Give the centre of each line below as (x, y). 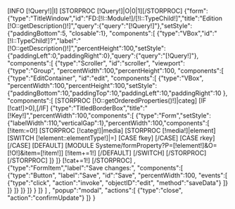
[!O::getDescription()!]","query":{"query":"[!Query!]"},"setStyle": (100, 26)
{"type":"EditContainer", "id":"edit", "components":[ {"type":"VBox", (106, 78)
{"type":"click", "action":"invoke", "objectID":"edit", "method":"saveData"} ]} (118, 183)
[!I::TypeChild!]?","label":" (44, 41)
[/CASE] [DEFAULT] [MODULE (51, 145)
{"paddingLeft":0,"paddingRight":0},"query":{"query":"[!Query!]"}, (103, 56)
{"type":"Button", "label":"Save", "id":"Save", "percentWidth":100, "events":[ (118, 175)
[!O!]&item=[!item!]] (36, 153)
